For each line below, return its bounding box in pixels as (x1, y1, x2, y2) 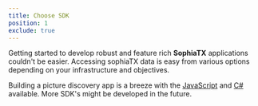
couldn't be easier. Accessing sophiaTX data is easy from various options (8, 57, 250, 66)
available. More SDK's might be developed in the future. (8, 89, 193, 99)
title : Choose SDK (8, 11, 69, 20)
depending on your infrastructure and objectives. (8, 65, 170, 75)
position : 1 (8, 19, 48, 27)
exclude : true (8, 26, 56, 34)
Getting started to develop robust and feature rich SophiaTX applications (8, 49, 249, 58)
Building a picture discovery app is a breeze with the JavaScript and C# (8, 80, 244, 90)
